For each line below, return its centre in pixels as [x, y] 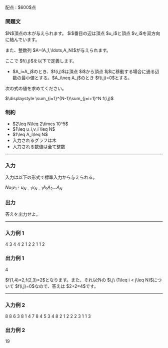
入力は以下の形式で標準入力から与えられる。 [51, 177]
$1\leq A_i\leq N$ [30, 134]
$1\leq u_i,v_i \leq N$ [34, 129]
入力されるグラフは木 [34, 140]
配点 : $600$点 [21, 7]
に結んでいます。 [22, 40]
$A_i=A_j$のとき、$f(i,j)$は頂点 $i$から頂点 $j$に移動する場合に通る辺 [86, 72]
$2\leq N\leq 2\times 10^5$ [40, 124]
